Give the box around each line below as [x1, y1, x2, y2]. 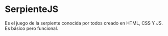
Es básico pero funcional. [5, 25, 58, 31]
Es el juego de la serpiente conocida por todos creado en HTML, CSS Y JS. [5, 20, 163, 26]
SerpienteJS [5, 3, 59, 15]
